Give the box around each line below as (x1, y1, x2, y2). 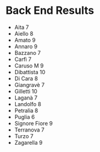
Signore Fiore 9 (14, 119, 53, 127)
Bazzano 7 (14, 49, 41, 56)
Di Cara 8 (14, 75, 39, 82)
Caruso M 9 (14, 62, 44, 69)
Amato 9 (14, 36, 36, 43)
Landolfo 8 (14, 100, 42, 107)
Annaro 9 (14, 43, 37, 50)
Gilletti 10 (14, 87, 37, 95)
